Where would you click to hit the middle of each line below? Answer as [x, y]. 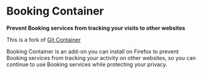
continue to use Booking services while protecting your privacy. [87, 64]
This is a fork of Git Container [44, 39]
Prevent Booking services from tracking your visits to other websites [96, 28]
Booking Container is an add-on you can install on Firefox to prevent [93, 51]
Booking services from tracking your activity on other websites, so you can [101, 58]
